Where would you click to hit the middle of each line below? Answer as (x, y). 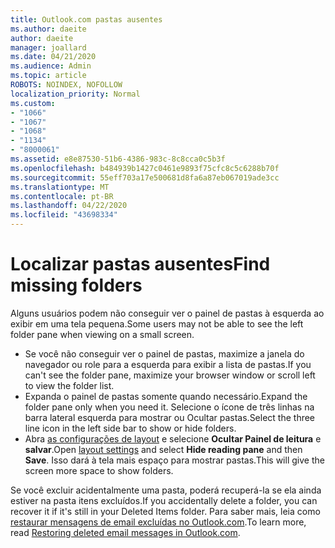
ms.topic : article (48, 76)
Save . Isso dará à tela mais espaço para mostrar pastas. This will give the (174, 460)
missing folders (76, 285)
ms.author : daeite (48, 29)
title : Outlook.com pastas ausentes (86, 19)
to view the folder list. (69, 385)
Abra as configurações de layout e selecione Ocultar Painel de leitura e (173, 438)
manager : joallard (48, 47)
